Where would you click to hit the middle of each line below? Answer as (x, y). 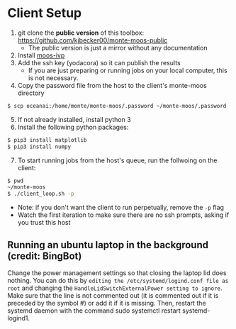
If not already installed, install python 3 (74, 119)
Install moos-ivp (41, 55)
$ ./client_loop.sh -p (41, 194)
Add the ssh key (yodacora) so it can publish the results (99, 62)
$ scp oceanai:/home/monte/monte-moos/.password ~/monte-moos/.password (117, 106)
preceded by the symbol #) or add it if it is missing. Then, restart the (107, 303)
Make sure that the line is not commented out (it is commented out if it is (113, 295)
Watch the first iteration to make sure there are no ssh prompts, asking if (123, 215)
